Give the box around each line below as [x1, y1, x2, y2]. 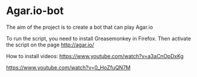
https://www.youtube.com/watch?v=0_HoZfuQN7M [6, 63, 131, 71]
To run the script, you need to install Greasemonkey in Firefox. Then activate [6, 35, 191, 42]
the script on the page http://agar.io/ [6, 41, 94, 48]
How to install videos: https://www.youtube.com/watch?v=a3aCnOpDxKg [6, 52, 184, 59]
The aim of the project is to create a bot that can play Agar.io [6, 24, 153, 31]
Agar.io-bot [6, 4, 64, 18]
